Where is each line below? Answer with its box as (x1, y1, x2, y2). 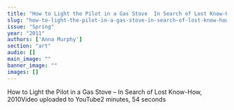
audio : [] (7, 49, 36, 56)
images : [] (7, 68, 39, 75)
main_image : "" (7, 56, 52, 63)
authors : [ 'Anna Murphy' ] (7, 36, 82, 43)
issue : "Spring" (7, 23, 54, 30)
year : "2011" (7, 29, 45, 37)
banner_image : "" (7, 62, 58, 69)
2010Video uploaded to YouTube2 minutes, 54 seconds (7, 95, 166, 103)
